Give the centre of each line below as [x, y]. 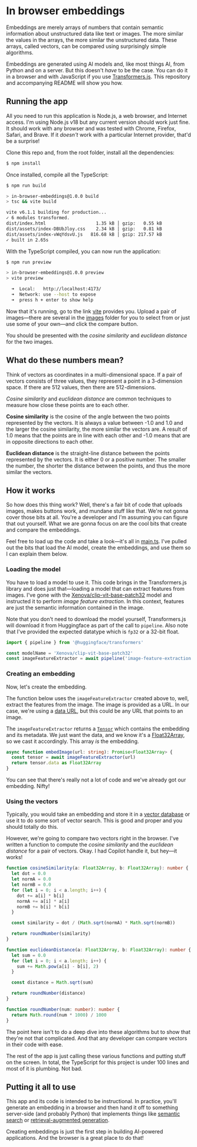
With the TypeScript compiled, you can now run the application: [83, 251]
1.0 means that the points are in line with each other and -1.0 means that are [98, 435]
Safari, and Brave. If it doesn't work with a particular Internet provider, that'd [99, 134]
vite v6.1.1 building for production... [57, 212]
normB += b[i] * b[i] [43, 907]
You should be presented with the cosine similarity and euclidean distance [97, 335]
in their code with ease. [35, 1045]
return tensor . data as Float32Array [56, 763]
